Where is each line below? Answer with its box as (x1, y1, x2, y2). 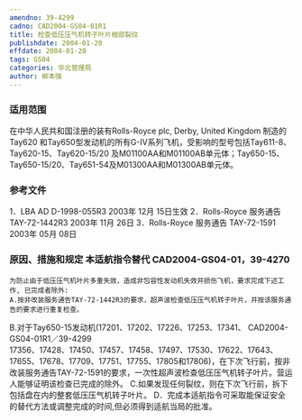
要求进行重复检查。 (22, 305, 84, 314)
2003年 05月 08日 (9, 229, 78, 240)
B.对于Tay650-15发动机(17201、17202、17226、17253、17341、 (9, 322, 246, 333)
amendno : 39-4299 (9, 13, 75, 23)
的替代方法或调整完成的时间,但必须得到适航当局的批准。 (9, 400, 218, 411)
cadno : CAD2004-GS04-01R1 (9, 22, 106, 31)
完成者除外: (31, 286, 69, 295)
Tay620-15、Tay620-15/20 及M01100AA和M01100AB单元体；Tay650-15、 (9, 148, 285, 159)
